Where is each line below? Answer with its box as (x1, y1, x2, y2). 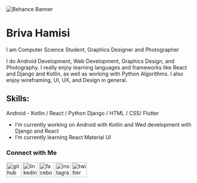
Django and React (14, 127, 59, 134)
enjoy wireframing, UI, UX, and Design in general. (6, 76, 128, 83)
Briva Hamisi (6, 27, 70, 40)
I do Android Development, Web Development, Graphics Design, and (6, 57, 175, 65)
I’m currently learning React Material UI (14, 134, 112, 141)
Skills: (6, 94, 30, 104)
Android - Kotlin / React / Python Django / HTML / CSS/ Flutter (6, 109, 159, 116)
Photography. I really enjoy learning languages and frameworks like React (6, 64, 187, 71)
